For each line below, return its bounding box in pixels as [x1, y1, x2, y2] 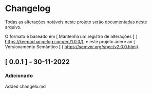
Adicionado [5, 72, 33, 79]
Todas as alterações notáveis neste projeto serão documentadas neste [5, 19, 148, 25]
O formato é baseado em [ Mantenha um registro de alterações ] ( [5, 33, 137, 39]
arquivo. [5, 24, 22, 30]
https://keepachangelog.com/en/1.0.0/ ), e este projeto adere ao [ [5, 38, 135, 44]
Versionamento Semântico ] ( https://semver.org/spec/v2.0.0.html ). [5, 44, 140, 49]
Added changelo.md [5, 83, 46, 89]
